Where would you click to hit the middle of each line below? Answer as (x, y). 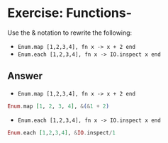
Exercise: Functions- (70, 13)
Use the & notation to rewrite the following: (70, 33)
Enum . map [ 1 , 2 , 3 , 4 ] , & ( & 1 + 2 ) (58, 106)
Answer (25, 76)
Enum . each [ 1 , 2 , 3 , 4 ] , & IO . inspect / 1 (61, 132)
